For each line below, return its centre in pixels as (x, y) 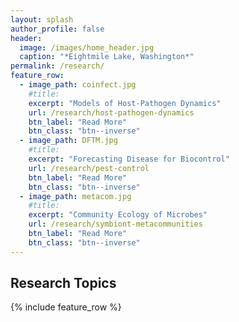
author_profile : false (57, 29)
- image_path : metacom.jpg (75, 196)
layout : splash (42, 19)
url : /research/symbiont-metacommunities (115, 224)
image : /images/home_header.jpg (87, 47)
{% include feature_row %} (66, 307)
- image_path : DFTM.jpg (68, 141)
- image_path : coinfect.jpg (78, 85)
